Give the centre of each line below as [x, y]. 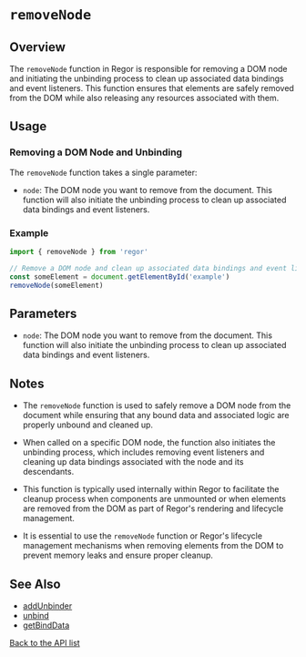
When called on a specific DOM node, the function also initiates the [149, 443]
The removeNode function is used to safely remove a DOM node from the [157, 405]
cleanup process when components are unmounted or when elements [154, 499]
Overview [38, 47]
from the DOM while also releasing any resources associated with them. [144, 98]
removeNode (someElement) [56, 285]
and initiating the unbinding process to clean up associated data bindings [147, 78]
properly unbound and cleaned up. [87, 425]
